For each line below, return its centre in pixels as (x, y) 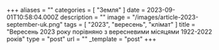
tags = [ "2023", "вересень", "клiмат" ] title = (130, 24)
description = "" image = (96, 17)
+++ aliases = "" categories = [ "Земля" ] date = (76, 10)
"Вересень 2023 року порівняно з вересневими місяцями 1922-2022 (109, 32)
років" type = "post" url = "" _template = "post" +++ (82, 39)
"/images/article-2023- (165, 17)
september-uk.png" (35, 24)
